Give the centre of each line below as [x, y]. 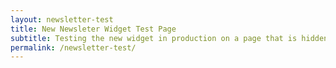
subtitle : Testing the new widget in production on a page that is [154, 38]
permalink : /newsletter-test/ [73, 47]
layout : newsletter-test [62, 19]
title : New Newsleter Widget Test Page [93, 29]
